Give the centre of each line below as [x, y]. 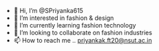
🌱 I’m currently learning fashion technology [75, 25]
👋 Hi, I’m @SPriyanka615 [49, 11]
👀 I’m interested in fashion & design [64, 18]
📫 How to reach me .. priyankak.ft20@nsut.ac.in [83, 40]
